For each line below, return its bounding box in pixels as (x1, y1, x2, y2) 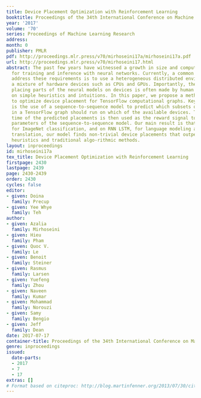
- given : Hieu (6, 232, 42, 238)
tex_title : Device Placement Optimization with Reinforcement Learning (6, 154, 188, 160)
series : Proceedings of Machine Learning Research (6, 31, 135, 37)
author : (6, 216, 26, 222)
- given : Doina (6, 193, 44, 199)
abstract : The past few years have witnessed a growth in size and (6, 64, 178, 71)
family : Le (11, 249, 39, 255)
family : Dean (11, 327, 44, 333)
